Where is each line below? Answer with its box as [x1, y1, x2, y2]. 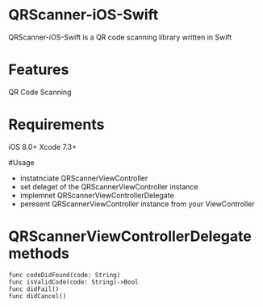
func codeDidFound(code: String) [8, 271, 121, 279]
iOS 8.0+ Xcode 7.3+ [8, 142, 77, 151]
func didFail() [8, 284, 60, 293]
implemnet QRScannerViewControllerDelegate [19, 190, 175, 200]
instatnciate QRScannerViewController [19, 173, 148, 183]
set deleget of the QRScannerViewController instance [19, 181, 199, 191]
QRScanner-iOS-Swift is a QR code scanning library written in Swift [8, 32, 232, 42]
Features [8, 60, 69, 79]
